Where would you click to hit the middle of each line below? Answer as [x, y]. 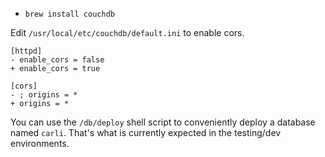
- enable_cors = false [57, 60]
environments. [40, 143]
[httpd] [26, 51]
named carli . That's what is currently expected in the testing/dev [146, 132]
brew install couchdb [69, 14]
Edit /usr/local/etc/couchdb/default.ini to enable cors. [127, 32]
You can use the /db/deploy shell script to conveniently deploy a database [163, 122]
